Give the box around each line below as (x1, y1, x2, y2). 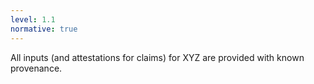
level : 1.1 (10, 14, 56, 25)
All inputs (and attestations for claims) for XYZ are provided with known (10, 51, 305, 63)
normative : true (10, 24, 78, 34)
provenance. (10, 62, 63, 74)
